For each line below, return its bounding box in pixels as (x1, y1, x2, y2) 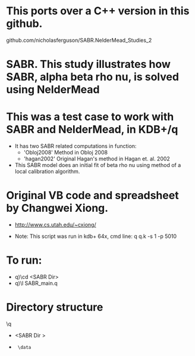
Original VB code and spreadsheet (6, 189, 180, 202)
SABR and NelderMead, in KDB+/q (6, 123, 178, 137)
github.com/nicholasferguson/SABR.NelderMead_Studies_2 (6, 36, 152, 44)
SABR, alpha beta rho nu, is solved (6, 70, 180, 84)
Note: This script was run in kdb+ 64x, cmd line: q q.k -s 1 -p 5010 (14, 233, 177, 240)
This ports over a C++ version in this (6, 4, 190, 18)
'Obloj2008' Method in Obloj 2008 (23, 149, 108, 156)
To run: (6, 253, 42, 267)
